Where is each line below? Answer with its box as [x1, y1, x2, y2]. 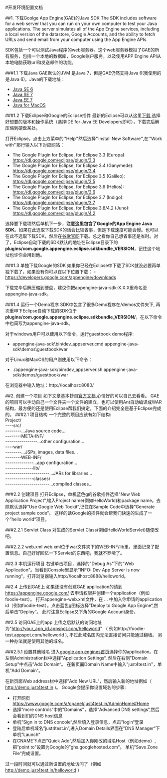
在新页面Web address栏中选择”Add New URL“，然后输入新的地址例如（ [5, 678, 152, 684]
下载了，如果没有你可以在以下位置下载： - [9, 269, 96, 274]
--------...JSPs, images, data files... [5, 449, 78, 455]
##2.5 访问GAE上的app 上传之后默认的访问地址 [5, 619, 102, 625]
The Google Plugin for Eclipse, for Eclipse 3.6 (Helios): [12, 184, 124, 189]
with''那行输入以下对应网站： [5, 142, 65, 147]
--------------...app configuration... [5, 459, 78, 465]
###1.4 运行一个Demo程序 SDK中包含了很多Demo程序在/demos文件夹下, [5, 301, 155, 307]
